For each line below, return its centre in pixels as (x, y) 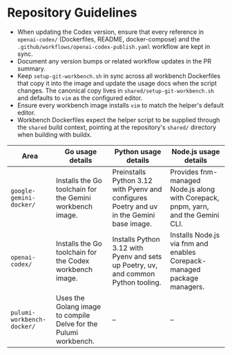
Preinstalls (129, 172)
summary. (31, 68)
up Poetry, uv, (135, 265)
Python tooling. (137, 282)
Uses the (70, 298)
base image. (132, 224)
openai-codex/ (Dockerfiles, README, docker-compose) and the (108, 39)
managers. (187, 287)
